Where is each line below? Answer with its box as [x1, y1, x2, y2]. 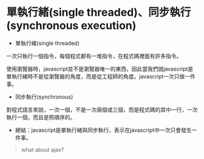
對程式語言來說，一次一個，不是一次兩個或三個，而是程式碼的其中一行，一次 [6, 106, 198, 113]
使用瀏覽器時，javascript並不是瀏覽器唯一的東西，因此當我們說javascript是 [6, 65, 194, 73]
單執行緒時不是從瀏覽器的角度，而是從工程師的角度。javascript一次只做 [6, 73, 185, 80]
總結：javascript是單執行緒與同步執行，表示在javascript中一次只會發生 [15, 126, 192, 134]
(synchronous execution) [6, 19, 137, 33]
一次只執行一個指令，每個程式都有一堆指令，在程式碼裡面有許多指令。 [6, 52, 182, 59]
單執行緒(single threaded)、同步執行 [6, 5, 191, 19]
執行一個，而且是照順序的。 [6, 113, 76, 121]
